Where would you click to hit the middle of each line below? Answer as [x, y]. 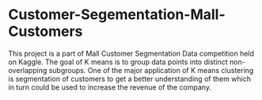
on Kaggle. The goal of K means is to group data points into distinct [118, 62]
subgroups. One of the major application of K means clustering [151, 70]
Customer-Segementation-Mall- [117, 15]
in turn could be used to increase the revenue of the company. [110, 87]
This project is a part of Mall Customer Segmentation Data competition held [131, 53]
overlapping [28, 70]
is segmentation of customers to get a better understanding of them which [130, 79]
